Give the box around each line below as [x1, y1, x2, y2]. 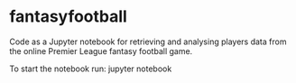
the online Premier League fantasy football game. [9, 45, 193, 56]
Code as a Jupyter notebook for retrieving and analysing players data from [9, 36, 287, 47]
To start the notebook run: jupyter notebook [9, 63, 172, 74]
